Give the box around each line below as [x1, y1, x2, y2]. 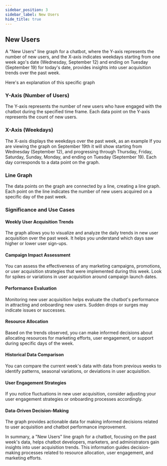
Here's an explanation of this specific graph [5, 80, 95, 86]
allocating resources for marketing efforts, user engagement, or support [5, 335, 153, 341]
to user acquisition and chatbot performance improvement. [5, 424, 126, 430]
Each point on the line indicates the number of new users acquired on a [5, 188, 152, 194]
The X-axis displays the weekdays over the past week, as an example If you [5, 138, 161, 144]
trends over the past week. [5, 70, 60, 76]
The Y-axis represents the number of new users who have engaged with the [5, 103, 162, 109]
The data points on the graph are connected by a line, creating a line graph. [5, 183, 161, 189]
